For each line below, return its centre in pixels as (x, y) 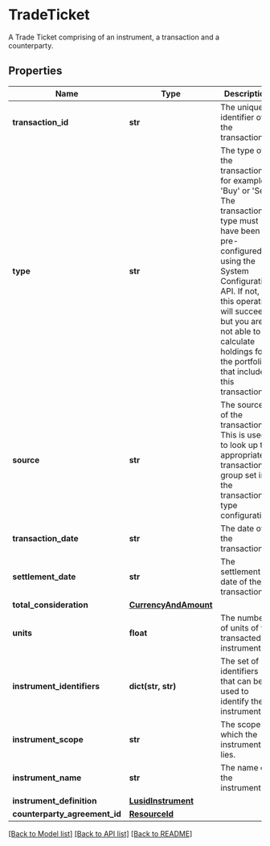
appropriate (243, 454)
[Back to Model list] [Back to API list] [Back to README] (100, 833)
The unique (242, 107)
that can (236, 681)
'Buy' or (235, 191)
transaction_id (41, 122)
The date (237, 528)
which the (239, 734)
